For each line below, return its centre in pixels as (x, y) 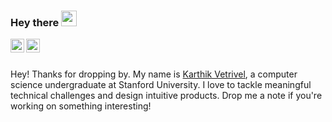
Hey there (35, 22)
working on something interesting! (81, 106)
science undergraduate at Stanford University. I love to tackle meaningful (161, 85)
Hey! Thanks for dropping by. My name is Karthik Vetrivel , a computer (154, 74)
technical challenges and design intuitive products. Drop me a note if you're (166, 96)
